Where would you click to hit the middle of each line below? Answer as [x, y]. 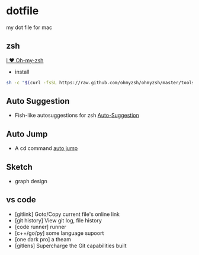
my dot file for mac [29, 27]
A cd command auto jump [46, 148]
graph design [31, 181]
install [22, 72]
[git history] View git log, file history [58, 220]
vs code [21, 200]
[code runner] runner [40, 227]
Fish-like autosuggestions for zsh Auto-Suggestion [77, 115]
